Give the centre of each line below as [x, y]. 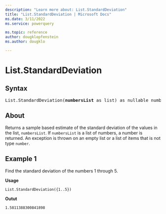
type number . [18, 143]
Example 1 [21, 159]
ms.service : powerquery [30, 23]
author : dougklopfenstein [32, 37]
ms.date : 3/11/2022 [25, 19]
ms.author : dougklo [25, 42]
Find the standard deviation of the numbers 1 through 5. [62, 171]
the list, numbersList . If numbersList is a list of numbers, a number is [74, 133]
